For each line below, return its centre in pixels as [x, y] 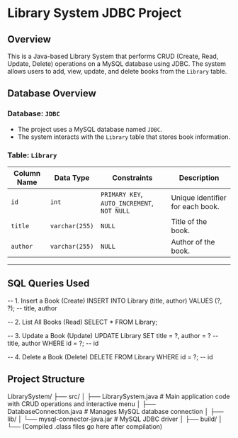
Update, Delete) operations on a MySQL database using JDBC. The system [117, 64]
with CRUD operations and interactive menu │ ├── [81, 404]
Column [27, 173]
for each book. [195, 206]
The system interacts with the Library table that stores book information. [124, 137]
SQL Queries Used [49, 284]
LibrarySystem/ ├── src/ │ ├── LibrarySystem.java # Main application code [119, 396]
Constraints [132, 177]
